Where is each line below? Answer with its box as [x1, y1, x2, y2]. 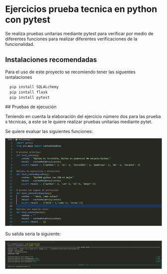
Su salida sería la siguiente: [5, 231, 61, 237]
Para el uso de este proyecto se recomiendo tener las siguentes [5, 69, 136, 75]
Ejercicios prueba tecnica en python [5, 3, 158, 15]
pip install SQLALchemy [9, 84, 59, 89]
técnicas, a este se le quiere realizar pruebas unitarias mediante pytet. [8, 119, 153, 125]
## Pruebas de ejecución [5, 104, 57, 110]
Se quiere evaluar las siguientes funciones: [5, 129, 93, 135]
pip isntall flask [9, 90, 48, 95]
